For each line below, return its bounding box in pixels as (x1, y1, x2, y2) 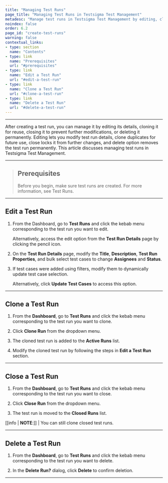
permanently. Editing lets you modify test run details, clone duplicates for (5, 134, 156, 140)
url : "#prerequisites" (9, 63, 57, 68)
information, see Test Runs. (17, 188, 74, 194)
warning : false (5, 36, 37, 41)
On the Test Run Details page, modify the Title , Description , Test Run (12, 251, 157, 257)
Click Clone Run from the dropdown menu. (12, 328, 101, 334)
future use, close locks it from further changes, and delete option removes (5, 140, 158, 145)
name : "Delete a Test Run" (9, 101, 66, 106)
